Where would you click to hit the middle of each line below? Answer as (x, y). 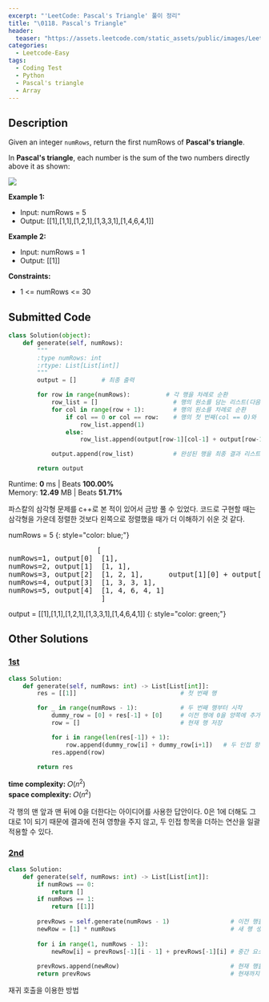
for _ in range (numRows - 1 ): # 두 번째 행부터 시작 (140, 708)
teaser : (28, 38)
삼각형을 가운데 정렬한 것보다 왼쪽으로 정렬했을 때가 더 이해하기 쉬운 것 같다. (127, 519)
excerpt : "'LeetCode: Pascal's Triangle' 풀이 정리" (95, 16)
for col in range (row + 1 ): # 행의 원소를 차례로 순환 (149, 409)
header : (21, 31)
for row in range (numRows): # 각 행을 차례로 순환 (132, 395)
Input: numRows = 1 (52, 252)
